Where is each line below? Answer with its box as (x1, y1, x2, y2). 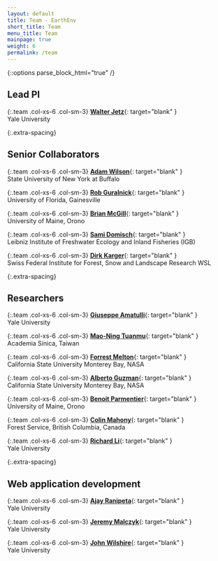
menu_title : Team (7, 29, 58, 37)
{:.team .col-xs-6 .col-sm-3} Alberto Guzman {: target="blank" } (7, 374, 192, 382)
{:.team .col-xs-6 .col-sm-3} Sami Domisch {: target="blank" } (7, 230, 186, 239)
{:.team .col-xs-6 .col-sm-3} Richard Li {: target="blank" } (7, 436, 173, 445)
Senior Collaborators (7, 148, 100, 161)
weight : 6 (7, 43, 36, 50)
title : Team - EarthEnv (7, 17, 77, 24)
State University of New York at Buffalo (7, 174, 120, 183)
